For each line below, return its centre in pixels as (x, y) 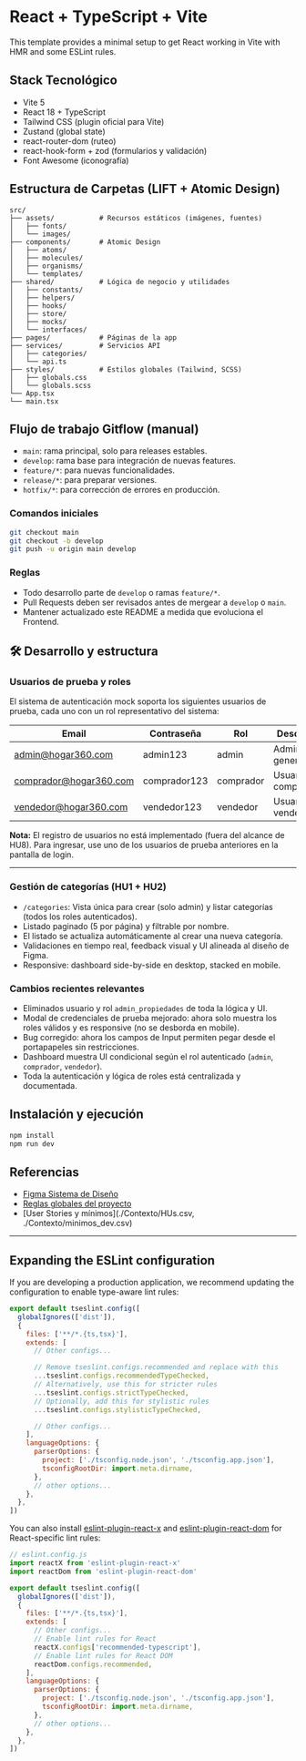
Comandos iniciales (54, 514)
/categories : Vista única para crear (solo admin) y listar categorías (148, 906)
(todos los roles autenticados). (80, 916)
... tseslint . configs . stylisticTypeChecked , (117, 1409)
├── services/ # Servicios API (85, 345)
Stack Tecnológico (64, 81)
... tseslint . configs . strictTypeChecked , (111, 1392)
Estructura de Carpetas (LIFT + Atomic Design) (145, 189)
